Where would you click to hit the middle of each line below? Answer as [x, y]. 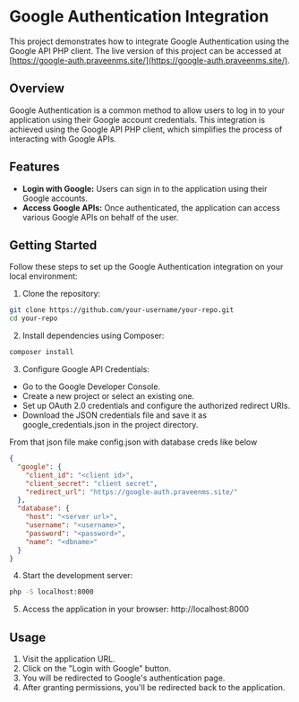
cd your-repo [34, 319]
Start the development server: [77, 576]
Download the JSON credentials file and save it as [115, 415]
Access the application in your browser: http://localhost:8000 [135, 609]
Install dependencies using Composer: [93, 336]
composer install [42, 352]
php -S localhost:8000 [51, 592]
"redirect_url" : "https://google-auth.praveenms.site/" [132, 492]
